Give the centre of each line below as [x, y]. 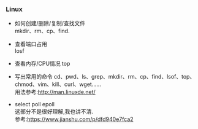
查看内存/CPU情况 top [42, 64]
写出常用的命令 [33, 77]
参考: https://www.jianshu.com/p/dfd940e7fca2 [74, 119]
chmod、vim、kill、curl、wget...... [58, 84]
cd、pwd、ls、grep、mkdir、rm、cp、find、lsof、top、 [124, 77]
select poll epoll [35, 104]
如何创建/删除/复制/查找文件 [50, 23]
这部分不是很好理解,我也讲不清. [54, 112]
